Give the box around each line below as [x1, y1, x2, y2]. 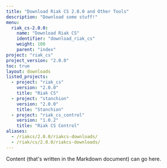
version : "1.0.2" [16, 118, 59, 124]
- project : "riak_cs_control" [11, 112, 85, 118]
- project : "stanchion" [11, 95, 69, 101]
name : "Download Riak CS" [16, 30, 80, 36]
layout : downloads [6, 68, 51, 74]
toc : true [6, 63, 30, 69]
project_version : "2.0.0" [6, 57, 69, 63]
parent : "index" [16, 47, 57, 53]
